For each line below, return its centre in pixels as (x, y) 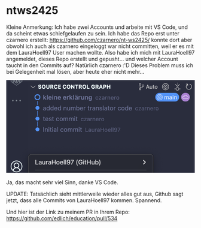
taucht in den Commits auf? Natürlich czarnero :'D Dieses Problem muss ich (100, 65)
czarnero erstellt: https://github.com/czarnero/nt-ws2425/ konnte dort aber (99, 40)
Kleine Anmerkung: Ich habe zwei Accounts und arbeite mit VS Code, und (97, 27)
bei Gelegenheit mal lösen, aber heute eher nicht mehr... (75, 71)
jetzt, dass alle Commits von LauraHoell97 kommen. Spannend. (84, 200)
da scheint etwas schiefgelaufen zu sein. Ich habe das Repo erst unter (93, 33)
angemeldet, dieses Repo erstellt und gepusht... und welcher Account (92, 59)
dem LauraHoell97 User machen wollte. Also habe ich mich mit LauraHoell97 (100, 52)
